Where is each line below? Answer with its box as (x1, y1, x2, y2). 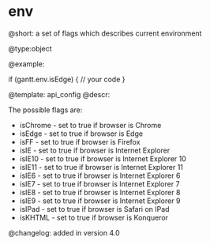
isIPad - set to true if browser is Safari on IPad (19, 204, 170, 213)
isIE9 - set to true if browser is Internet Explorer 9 (19, 196, 181, 205)
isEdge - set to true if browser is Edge (19, 129, 144, 138)
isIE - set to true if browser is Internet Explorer (19, 145, 171, 155)
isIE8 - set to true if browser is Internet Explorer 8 (19, 187, 181, 197)
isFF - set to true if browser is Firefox (19, 137, 141, 146)
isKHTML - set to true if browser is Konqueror (19, 213, 168, 222)
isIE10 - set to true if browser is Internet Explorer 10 (19, 153, 187, 164)
